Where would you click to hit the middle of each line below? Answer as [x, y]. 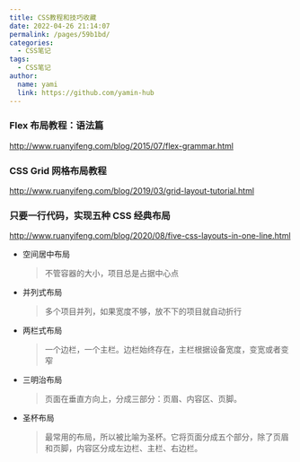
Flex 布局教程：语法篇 [57, 126]
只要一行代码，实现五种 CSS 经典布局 [90, 216]
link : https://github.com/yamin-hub [86, 92]
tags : [19, 59]
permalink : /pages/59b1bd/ [60, 34]
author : [24, 76]
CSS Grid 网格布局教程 [58, 170]
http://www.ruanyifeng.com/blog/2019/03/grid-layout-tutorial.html [132, 191]
